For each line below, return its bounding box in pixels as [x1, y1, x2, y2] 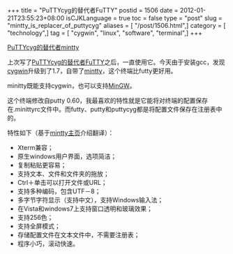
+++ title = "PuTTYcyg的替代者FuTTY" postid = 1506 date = [7, 6, 179, 14]
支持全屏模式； [17, 222, 61, 230]
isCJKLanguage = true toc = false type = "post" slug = [66, 14, 223, 22]
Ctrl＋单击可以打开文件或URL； [17, 179, 107, 186]
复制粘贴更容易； [17, 161, 67, 169]
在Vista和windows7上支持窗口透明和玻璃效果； [17, 204, 153, 213]
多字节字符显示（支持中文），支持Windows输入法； [17, 196, 164, 204]
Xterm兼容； [17, 144, 54, 151]
